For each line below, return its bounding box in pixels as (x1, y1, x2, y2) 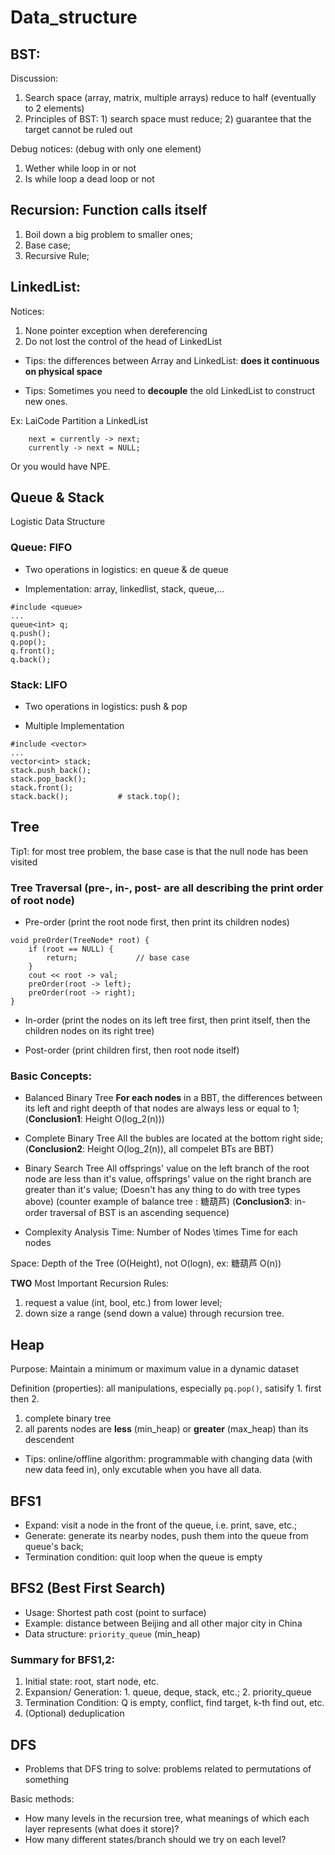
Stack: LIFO (10, 677, 68, 691)
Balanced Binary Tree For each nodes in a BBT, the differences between (24, 1092, 323, 1104)
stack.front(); (10, 783, 74, 793)
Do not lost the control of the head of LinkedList (24, 335, 222, 347)
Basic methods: (10, 1792, 75, 1805)
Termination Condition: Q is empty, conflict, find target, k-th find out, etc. (24, 1697, 325, 1709)
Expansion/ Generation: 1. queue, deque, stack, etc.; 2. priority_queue (24, 1686, 312, 1698)
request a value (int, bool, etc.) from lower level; (24, 1297, 223, 1309)
